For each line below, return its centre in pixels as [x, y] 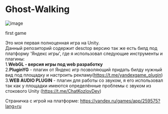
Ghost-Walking [37, 9]
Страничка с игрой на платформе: [42, 101]
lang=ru [13, 106]
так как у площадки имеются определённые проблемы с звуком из [78, 85]
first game [16, 33]
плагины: [15, 59]
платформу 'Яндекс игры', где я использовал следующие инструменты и [84, 53]
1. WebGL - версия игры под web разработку [54, 64]
